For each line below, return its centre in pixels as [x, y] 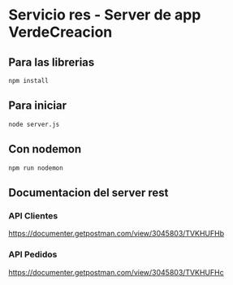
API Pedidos [33, 255]
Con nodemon [45, 149]
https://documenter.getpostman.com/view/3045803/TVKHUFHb [116, 234]
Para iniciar [38, 106]
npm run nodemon [36, 168]
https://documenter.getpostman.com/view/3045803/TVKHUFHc [116, 272]
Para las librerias [52, 62]
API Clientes [33, 215]
